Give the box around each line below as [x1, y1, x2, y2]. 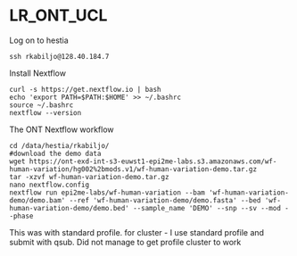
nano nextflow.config [9, 180, 90, 189]
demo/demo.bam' [9, 195, 66, 205]
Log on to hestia [9, 35, 69, 45]
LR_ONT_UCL [9, 5, 108, 26]
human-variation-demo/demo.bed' [9, 203, 129, 212]
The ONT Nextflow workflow [9, 124, 114, 135]
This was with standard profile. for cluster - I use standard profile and [9, 227, 265, 237]
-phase [9, 211, 34, 220]
